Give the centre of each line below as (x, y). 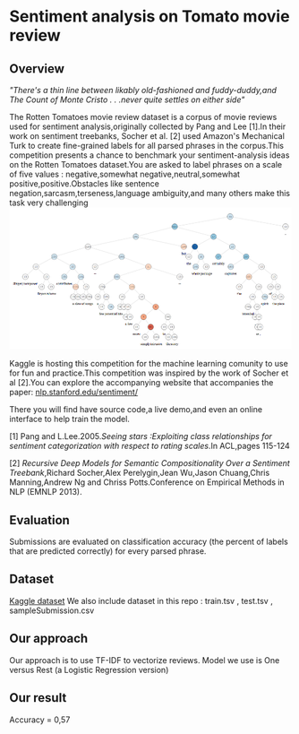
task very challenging (49, 203)
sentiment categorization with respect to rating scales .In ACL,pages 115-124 (150, 446)
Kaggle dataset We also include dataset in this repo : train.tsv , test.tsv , (141, 600)
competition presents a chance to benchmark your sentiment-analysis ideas (149, 155)
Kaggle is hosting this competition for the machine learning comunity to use (149, 364)
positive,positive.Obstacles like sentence (84, 184)
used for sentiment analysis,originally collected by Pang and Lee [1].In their (148, 126)
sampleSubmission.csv (52, 610)
